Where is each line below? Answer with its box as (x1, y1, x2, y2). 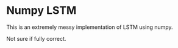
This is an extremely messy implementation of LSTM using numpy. (6, 23, 173, 31)
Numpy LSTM (6, 4, 77, 17)
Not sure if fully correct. (6, 35, 66, 42)
